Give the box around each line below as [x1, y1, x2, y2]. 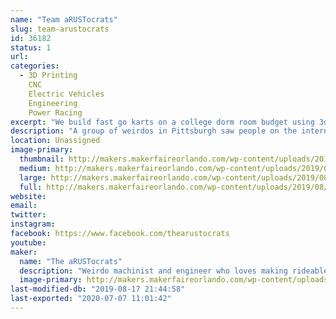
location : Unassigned [10, 136, 101, 146]
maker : [10, 247, 38, 257]
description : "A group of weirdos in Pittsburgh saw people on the [10, 126, 298, 136]
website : [10, 191, 47, 201]
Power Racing [28, 107, 83, 118]
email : [10, 201, 38, 211]
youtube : [10, 237, 47, 248]
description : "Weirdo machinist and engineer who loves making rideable [19, 266, 329, 276]
